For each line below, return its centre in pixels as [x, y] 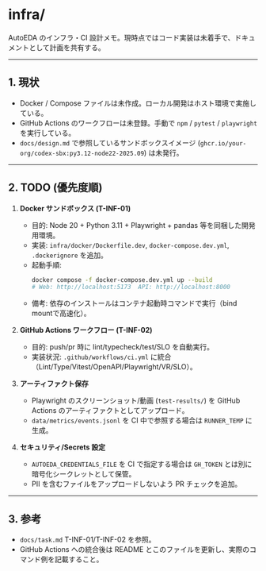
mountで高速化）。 [61, 313]
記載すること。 [79, 559]
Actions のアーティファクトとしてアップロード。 [110, 411]
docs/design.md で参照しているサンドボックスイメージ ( [110, 143]
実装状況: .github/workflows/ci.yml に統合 [101, 357]
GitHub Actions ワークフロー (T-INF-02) [86, 330]
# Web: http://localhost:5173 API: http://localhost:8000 [131, 287]
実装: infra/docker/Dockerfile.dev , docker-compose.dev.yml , [130, 245]
